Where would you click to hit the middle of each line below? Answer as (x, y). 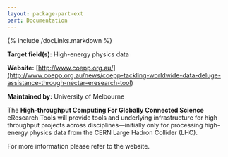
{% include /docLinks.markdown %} (60, 40)
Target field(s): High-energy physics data (68, 54)
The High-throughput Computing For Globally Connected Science (106, 110)
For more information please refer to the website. (79, 146)
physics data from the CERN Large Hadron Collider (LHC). (113, 132)
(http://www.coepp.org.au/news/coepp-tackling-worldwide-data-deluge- (114, 75)
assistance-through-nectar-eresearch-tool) (71, 82)
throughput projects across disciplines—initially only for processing (105, 125)
